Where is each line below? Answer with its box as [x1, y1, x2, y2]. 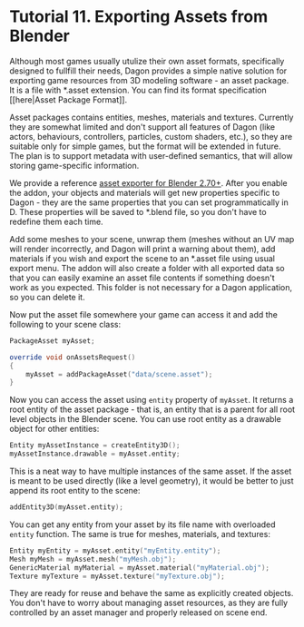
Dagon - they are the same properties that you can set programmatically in [9, 197, 289, 208]
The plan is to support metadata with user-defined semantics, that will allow [9, 150, 293, 161]
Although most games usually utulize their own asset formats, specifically [9, 55, 285, 66]
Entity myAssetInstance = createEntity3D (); [9, 441, 181, 450]
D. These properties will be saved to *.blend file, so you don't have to [9, 206, 267, 217]
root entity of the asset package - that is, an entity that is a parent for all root [9, 404, 296, 415]
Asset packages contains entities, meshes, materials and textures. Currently [9, 112, 294, 122]
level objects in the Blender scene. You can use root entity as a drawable [9, 414, 281, 425]
